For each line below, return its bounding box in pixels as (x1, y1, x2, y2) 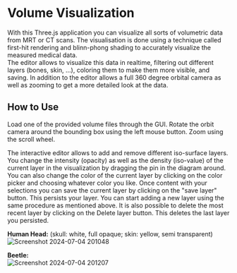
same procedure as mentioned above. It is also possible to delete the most (7, 201, 224, 210)
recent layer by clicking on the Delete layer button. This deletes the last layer (7, 208, 230, 217)
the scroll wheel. (7, 135, 55, 143)
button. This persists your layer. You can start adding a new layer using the (7, 193, 224, 202)
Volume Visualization (7, 5, 135, 21)
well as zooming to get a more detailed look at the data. (7, 80, 169, 89)
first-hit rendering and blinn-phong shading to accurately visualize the (7, 43, 212, 51)
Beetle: (7, 250, 29, 259)
